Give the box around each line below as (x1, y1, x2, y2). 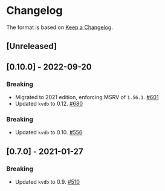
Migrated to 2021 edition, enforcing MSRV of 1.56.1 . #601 (15, 94, 159, 101)
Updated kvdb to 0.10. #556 (15, 129, 83, 136)
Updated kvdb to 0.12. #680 (15, 100, 83, 108)
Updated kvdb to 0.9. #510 (15, 178, 80, 185)
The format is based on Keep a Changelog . (6, 24, 113, 31)
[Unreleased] (6, 41, 57, 51)
